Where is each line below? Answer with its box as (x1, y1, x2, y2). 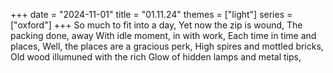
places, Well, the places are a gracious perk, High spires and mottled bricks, (10, 40, 324, 52)
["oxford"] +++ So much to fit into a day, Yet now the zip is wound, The (10, 19, 303, 31)
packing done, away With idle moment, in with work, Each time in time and (10, 30, 317, 41)
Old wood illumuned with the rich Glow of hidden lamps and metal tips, (10, 51, 302, 63)
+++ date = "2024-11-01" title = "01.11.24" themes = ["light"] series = (10, 9, 293, 20)
